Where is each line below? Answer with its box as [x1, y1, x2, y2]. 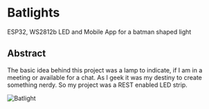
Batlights [7, 5, 60, 21]
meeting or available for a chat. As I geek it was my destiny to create [7, 73, 203, 81]
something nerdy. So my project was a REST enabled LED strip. [7, 81, 188, 89]
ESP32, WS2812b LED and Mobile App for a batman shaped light [7, 28, 192, 36]
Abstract [7, 48, 46, 59]
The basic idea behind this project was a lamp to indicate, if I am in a [7, 66, 203, 74]
